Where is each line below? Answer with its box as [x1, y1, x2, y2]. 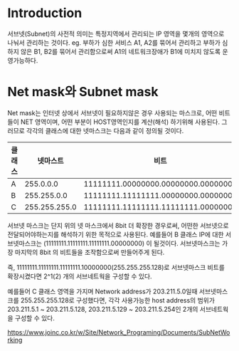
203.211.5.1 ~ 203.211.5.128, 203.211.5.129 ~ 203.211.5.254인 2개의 [7, 305, 198, 313]
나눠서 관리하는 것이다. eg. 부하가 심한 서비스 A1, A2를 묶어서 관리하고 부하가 [7, 38, 221, 47]
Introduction [7, 5, 83, 21]
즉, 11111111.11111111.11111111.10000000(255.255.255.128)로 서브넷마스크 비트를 [7, 263, 225, 271]
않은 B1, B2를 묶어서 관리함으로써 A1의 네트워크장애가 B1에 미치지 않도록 [20, 47, 221, 56]
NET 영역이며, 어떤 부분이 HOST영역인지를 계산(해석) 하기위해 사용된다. [20, 117, 221, 126]
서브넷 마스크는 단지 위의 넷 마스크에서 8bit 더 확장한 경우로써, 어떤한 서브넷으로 [7, 221, 229, 229]
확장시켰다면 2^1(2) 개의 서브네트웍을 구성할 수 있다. [7, 272, 152, 281]
